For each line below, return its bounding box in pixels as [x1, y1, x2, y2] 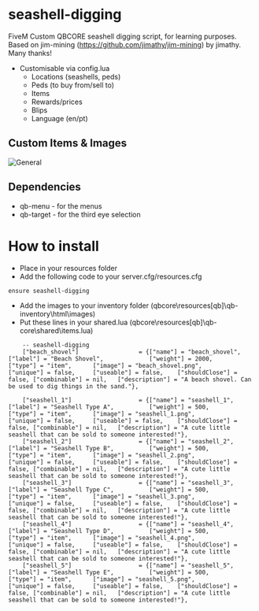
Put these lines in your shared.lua [19, 317, 128, 327]
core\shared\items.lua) [19, 325, 94, 335]
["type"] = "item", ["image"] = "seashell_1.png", [8, 409, 195, 418]
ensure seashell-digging [8, 287, 90, 294]
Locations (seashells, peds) [31, 72, 121, 81]
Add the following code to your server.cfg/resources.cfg [19, 272, 202, 281]
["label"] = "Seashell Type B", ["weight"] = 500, [8, 444, 210, 452]
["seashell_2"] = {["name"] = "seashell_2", [22, 437, 235, 446]
